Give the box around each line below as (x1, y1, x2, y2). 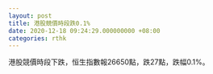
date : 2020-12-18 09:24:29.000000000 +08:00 (8, 27, 161, 35)
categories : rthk (8, 34, 67, 43)
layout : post (8, 11, 52, 20)
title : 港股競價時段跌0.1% (8, 19, 90, 27)
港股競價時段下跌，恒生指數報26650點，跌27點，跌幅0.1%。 (8, 57, 210, 67)
